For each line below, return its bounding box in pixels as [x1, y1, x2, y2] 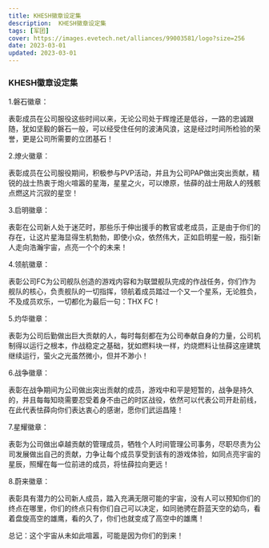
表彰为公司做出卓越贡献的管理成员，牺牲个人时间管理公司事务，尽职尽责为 [8, 440, 254, 449]
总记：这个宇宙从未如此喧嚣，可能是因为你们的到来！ [8, 531, 184, 541]
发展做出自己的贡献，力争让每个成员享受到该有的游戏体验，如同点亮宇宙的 [14, 449, 261, 459]
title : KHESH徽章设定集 [8, 11, 82, 20]
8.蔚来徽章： [8, 476, 50, 486]
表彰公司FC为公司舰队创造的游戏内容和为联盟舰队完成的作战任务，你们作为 [8, 276, 256, 286]
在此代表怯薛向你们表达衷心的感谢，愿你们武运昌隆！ [8, 405, 184, 415]
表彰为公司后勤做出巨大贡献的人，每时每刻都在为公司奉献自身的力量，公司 [8, 331, 254, 341]
